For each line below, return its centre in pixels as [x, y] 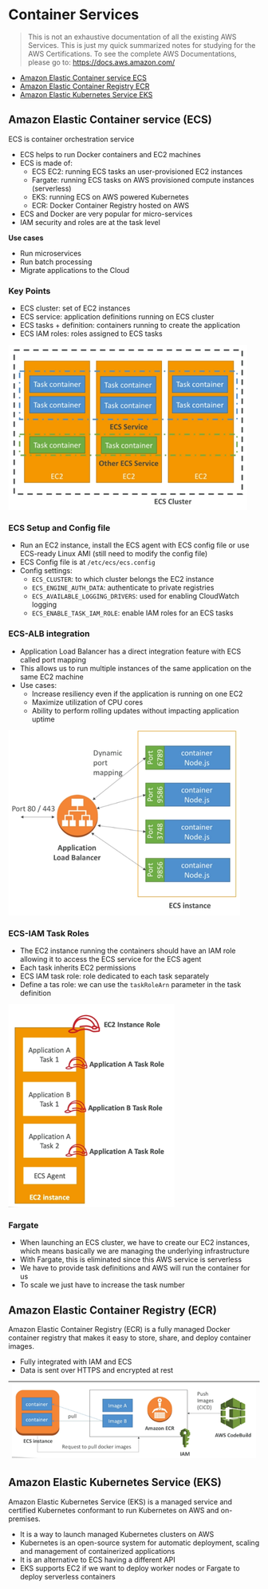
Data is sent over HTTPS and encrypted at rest [97, 1370]
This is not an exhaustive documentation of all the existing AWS [132, 37]
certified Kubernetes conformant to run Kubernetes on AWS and [114, 1510]
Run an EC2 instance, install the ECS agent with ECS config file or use [134, 545]
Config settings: [46, 571]
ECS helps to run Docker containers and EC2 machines [110, 154]
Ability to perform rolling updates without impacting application [135, 710]
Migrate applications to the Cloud [75, 270]
